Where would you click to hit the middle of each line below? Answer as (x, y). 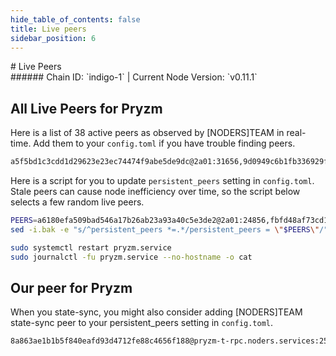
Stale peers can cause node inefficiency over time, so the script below (155, 192)
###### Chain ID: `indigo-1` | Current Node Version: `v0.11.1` (134, 77)
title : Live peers (48, 29)
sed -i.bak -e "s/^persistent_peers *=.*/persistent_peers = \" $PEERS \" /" (169, 229)
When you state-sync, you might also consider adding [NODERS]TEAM (156, 312)
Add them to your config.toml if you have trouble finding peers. (164, 143)
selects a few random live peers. (77, 202)
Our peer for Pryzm (71, 287)
